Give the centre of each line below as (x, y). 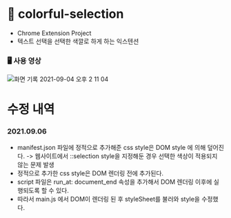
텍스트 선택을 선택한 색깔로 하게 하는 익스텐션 (78, 41)
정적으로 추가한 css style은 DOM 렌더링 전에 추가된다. (90, 173)
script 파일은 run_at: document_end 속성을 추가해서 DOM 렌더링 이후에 (114, 182)
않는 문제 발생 (36, 164)
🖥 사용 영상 (24, 61)
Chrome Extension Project (54, 33)
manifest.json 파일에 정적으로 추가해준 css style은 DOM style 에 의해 (111, 147)
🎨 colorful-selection (66, 14)
